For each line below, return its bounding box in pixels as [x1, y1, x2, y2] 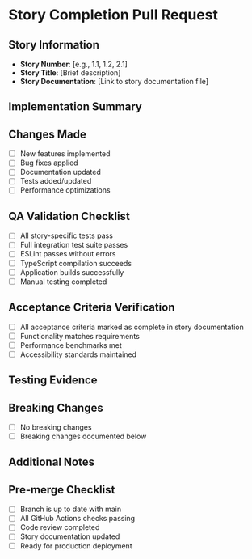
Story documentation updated [19, 531, 120, 541]
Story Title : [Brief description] [19, 68, 121, 78]
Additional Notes [8, 455, 95, 469]
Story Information [8, 38, 99, 52]
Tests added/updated [19, 176, 92, 186]
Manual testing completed [19, 277, 107, 286]
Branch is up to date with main [19, 504, 122, 515]
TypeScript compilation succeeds [19, 258, 132, 268]
